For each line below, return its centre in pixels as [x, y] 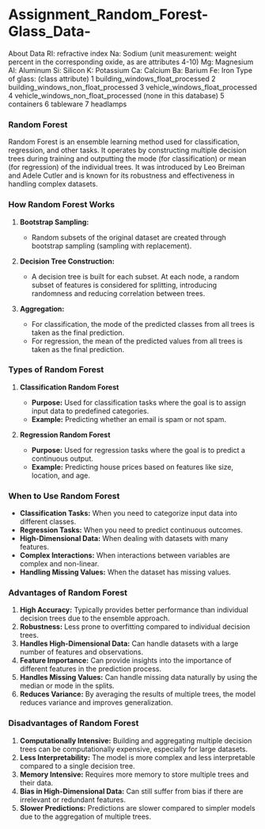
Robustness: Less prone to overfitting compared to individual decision [135, 627]
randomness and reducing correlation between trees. [118, 293]
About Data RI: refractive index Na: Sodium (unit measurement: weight [123, 53]
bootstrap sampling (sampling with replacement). [112, 246]
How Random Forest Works [62, 205]
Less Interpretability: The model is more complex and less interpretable [137, 757]
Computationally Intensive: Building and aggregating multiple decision [136, 740]
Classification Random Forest [69, 387]
